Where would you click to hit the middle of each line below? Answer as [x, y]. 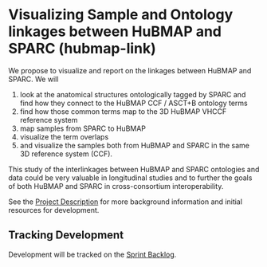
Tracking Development [66, 236]
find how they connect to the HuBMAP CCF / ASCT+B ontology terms [134, 103]
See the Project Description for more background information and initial [126, 202]
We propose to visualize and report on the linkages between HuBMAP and [130, 70]
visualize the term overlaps [64, 136]
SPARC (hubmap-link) [82, 49]
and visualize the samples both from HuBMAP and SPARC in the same [134, 145]
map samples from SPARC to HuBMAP [82, 128]
